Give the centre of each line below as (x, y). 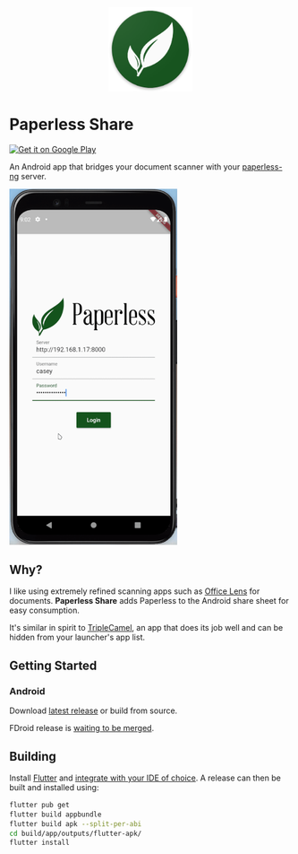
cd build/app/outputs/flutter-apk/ (76, 833)
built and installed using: (54, 787)
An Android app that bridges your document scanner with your (125, 166)
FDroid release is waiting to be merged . (82, 728)
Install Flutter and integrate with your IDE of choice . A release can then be (145, 778)
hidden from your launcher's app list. (77, 637)
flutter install (39, 843)
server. (34, 176)
